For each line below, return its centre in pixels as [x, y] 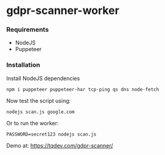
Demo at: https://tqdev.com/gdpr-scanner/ [60, 145]
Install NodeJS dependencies [43, 78]
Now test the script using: [39, 100]
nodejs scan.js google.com [40, 112]
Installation [23, 65]
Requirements [28, 30]
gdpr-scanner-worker [63, 11]
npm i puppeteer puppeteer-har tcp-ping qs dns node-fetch [83, 89]
